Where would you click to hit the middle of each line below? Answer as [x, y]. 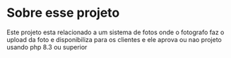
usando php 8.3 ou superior [47, 47]
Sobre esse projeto [63, 13]
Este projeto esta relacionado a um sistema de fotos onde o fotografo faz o [115, 32]
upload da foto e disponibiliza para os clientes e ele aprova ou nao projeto [114, 39]
